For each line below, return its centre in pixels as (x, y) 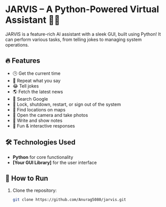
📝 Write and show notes (37, 120)
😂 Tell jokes (26, 86)
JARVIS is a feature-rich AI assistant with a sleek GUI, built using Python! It (83, 34)
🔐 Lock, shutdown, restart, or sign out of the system (67, 104)
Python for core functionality (43, 157)
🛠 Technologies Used (40, 142)
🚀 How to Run (27, 178)
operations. (17, 45)
